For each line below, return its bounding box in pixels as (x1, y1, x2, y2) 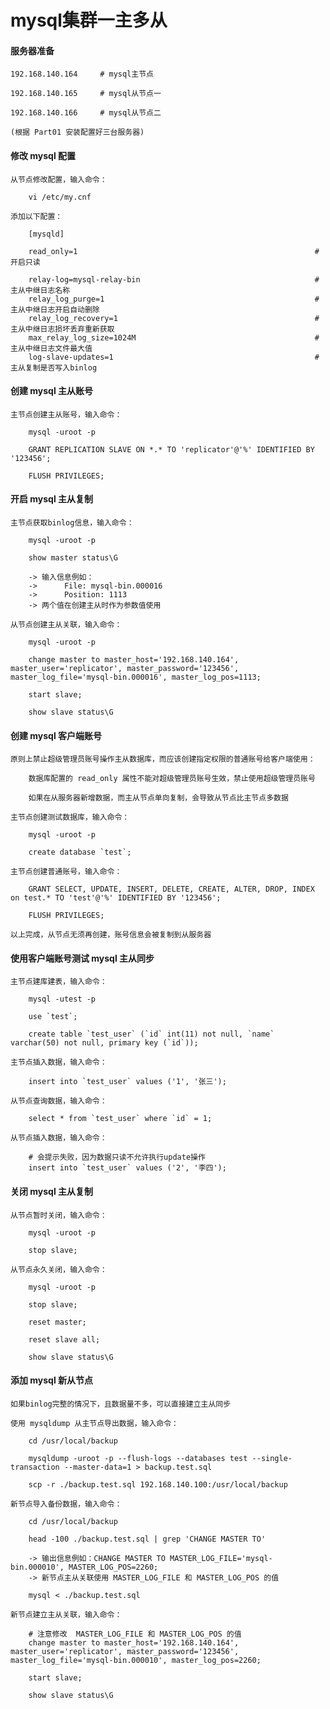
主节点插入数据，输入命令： (10, 1057, 108, 1068)
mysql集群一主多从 (10, 9, 168, 32)
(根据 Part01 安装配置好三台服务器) (10, 127, 145, 138)
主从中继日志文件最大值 (10, 343, 93, 353)
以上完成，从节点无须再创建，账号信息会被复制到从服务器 (10, 930, 212, 940)
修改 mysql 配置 (10, 149, 77, 161)
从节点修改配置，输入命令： (10, 174, 108, 185)
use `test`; (28, 1012, 78, 1022)
